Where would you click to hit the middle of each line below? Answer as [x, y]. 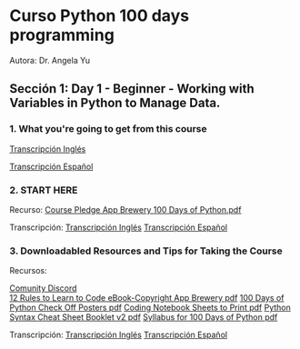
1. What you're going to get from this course [108, 129]
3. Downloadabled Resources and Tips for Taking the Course [146, 251]
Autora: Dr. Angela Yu [50, 60]
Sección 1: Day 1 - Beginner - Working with [132, 89]
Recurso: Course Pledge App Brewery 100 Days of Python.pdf [125, 209]
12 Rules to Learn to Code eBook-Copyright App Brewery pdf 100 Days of [147, 298]
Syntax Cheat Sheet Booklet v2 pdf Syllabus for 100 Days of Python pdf [144, 317]
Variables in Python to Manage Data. [115, 103]
